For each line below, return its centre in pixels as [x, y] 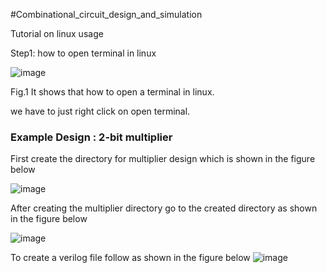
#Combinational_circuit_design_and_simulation [106, 14]
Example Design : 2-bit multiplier [91, 137]
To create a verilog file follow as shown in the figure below [130, 258]
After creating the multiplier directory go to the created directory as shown [164, 208]
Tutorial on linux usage [57, 33]
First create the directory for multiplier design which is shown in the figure [163, 159]
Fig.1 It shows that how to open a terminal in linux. [112, 92]
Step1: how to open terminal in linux [83, 53]
